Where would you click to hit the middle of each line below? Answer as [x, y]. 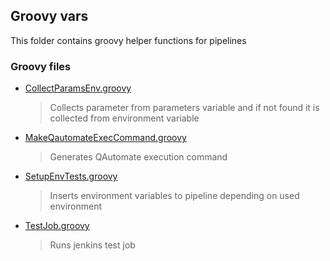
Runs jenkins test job [92, 245]
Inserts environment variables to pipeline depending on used [174, 196]
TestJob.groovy [57, 226]
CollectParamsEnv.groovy [78, 88]
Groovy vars [49, 16]
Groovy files [41, 66]
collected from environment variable [124, 118]
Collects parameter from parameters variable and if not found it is [184, 108]
